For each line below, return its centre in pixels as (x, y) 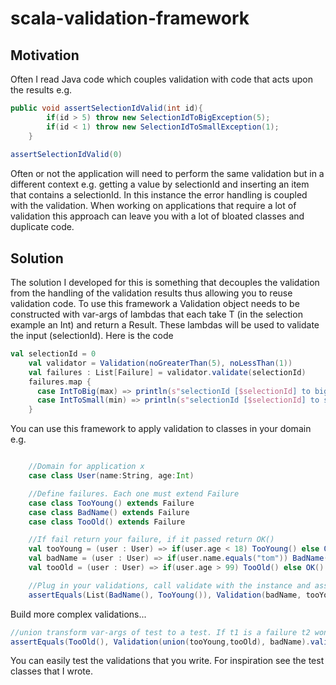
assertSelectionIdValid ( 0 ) (66, 155)
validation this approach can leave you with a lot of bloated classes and (157, 216)
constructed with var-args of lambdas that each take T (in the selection (156, 314)
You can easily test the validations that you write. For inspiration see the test (167, 661)
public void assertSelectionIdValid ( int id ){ (106, 108)
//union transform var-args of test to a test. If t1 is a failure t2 (160, 632)
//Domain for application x (86, 467)
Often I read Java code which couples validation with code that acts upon (161, 79)
